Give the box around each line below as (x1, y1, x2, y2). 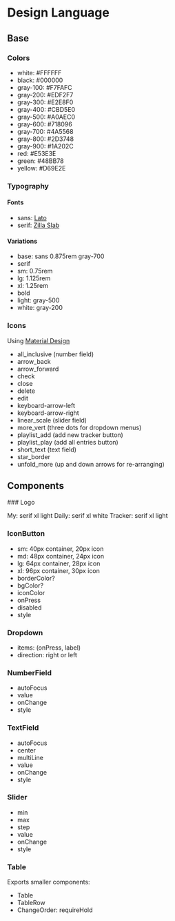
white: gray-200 (17, 304, 63, 312)
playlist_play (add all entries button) (17, 438, 119, 446)
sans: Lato (17, 214, 47, 222)
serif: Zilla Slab (17, 221, 60, 229)
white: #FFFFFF (17, 68, 62, 77)
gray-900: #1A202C (17, 142, 74, 150)
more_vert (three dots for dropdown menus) (17, 423, 142, 432)
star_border (17, 452, 50, 460)
